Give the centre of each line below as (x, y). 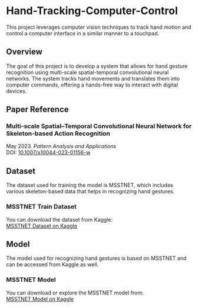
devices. (16, 91)
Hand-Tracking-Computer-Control (92, 11)
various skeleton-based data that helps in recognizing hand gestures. (90, 192)
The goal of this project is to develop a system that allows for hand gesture (97, 66)
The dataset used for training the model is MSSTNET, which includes (90, 185)
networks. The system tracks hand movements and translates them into (93, 78)
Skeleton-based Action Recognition (58, 133)
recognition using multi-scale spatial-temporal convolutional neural (88, 72)
